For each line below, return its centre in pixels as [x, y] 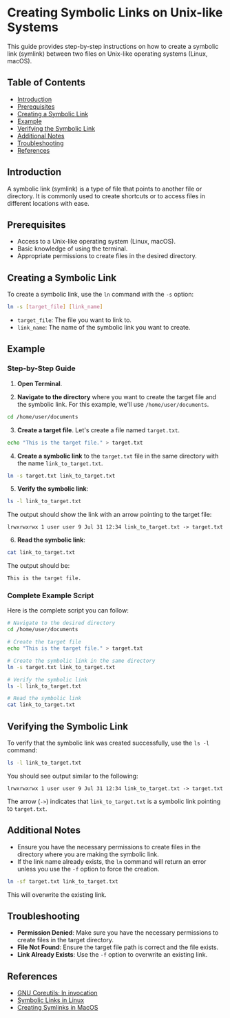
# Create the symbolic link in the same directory [81, 661]
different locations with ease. [48, 203]
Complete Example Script [51, 595]
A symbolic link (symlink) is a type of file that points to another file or [105, 189]
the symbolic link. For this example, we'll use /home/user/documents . [113, 404]
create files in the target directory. [65, 940]
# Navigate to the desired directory [61, 623]
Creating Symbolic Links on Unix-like [115, 13]
